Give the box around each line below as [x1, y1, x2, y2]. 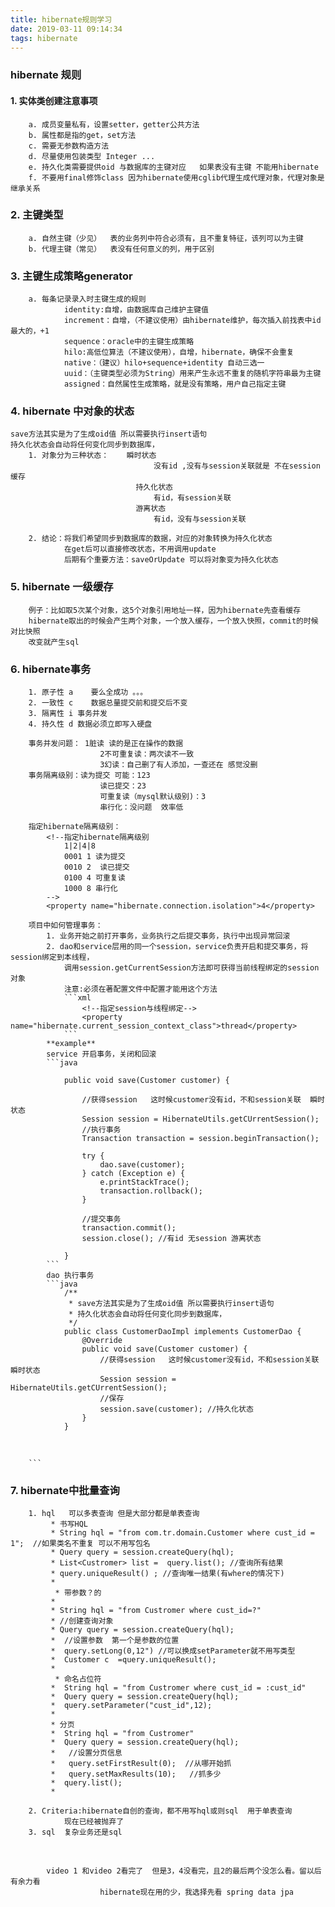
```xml [63, 992, 92, 1003]
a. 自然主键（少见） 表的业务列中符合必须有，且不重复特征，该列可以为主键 [28, 233, 304, 243]
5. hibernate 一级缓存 [10, 580, 114, 594]
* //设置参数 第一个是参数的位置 [50, 1636, 180, 1646]
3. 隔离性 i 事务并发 [28, 708, 108, 718]
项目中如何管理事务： [28, 920, 103, 930]
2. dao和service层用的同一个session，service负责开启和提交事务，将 [46, 941, 309, 951]
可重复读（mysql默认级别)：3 [99, 791, 207, 801]
